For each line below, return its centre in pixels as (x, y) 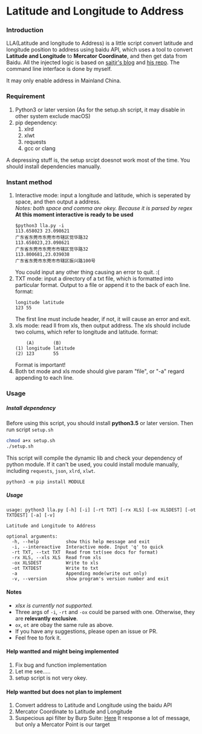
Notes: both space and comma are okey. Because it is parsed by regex (103, 208)
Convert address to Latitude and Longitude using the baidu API (93, 705)
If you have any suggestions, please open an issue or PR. (86, 631)
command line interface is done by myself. (59, 69)
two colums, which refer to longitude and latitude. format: (86, 332)
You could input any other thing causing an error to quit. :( (87, 272)
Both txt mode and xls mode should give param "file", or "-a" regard (99, 371)
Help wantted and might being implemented (63, 652)
